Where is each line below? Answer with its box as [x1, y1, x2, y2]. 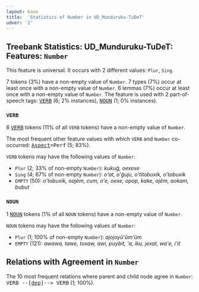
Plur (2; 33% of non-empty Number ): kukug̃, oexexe [14, 164, 140, 172]
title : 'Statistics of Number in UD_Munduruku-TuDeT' [6, 14, 145, 20]
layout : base [6, 8, 39, 15]
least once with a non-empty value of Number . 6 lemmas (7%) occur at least [6, 84, 190, 92]
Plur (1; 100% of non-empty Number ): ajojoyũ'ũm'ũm [14, 233, 142, 240]
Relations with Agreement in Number [6, 257, 139, 267]
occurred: [6, 142, 30, 149]
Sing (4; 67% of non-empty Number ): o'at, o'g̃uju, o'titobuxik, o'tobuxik [14, 171, 186, 178]
